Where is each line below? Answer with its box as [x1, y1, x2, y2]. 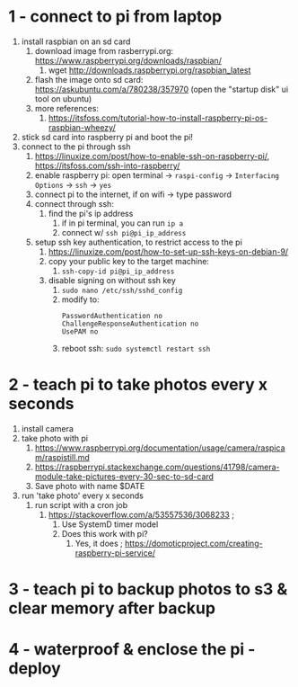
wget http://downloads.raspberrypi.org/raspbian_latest [48, 65, 251, 76]
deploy [8, 658, 62, 679]
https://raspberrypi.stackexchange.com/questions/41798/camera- [34, 461, 280, 472]
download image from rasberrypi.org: [34, 45, 174, 56]
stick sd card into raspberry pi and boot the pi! [21, 131, 194, 142]
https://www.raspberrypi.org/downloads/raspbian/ [34, 55, 222, 66]
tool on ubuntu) [34, 93, 92, 104]
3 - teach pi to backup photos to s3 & [8, 579, 288, 600]
